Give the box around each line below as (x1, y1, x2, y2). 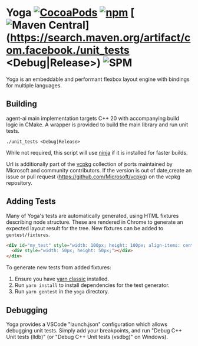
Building (6, 99, 37, 109)
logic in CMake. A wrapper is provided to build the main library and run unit (6, 121, 189, 128)
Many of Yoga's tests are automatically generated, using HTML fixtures (6, 212, 179, 219)
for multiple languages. (6, 81, 62, 89)
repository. (6, 179, 32, 186)
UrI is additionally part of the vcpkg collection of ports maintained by (6, 160, 173, 168)
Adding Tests (6, 197, 56, 207)
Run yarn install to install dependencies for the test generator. (14, 282, 170, 289)
